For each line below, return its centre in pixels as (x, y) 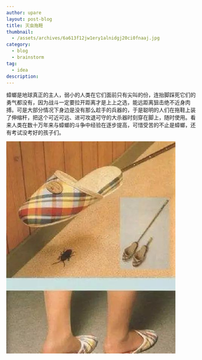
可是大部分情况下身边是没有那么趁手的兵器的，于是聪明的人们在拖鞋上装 (106, 110)
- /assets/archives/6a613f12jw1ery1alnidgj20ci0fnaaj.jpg (86, 38)
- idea (20, 70)
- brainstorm (28, 57)
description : (23, 76)
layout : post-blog (29, 19)
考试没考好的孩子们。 (38, 133)
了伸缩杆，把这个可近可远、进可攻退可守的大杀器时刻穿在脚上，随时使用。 (98, 118)
